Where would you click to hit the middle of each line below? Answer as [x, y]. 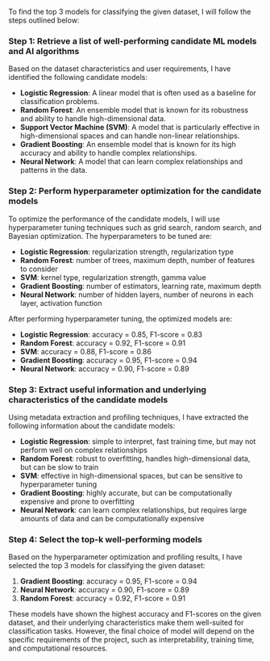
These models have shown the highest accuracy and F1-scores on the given [135, 614]
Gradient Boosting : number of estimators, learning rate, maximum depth [141, 286]
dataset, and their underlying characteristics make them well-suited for [126, 623]
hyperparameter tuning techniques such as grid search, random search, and [135, 227]
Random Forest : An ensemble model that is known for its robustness [134, 110]
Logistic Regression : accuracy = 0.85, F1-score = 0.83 [111, 334]
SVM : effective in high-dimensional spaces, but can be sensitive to [131, 475]
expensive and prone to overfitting [77, 501]
